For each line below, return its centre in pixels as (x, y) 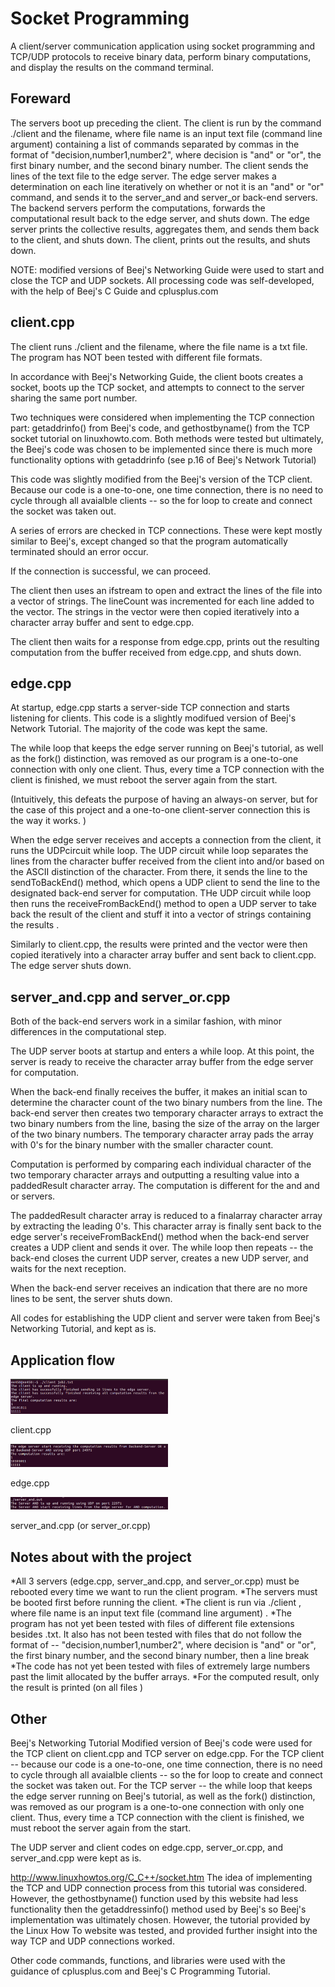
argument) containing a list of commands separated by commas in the (155, 144)
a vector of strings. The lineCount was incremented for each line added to (162, 601)
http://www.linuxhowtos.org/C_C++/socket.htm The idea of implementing (161, 1878)
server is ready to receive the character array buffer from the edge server (162, 1062)
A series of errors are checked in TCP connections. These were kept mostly (166, 530)
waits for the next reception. (68, 1269)
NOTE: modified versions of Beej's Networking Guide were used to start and (167, 269)
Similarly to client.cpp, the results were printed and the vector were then (159, 944)
